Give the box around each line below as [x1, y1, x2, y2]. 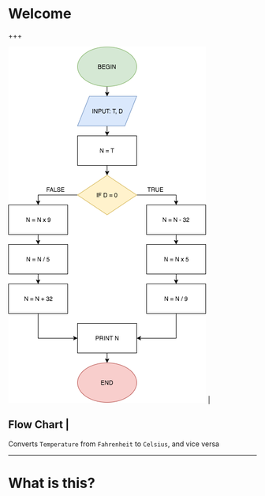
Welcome [8, 5, 72, 23]
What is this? [8, 474, 96, 492]
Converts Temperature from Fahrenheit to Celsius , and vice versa [8, 439, 219, 449]
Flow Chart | [8, 418, 69, 431]
